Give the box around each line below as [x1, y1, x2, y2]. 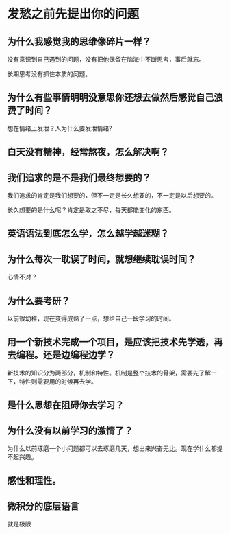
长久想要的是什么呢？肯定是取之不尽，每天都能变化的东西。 [7, 206, 175, 214]
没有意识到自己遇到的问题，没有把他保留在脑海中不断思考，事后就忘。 [7, 56, 205, 63]
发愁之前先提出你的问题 [7, 6, 140, 22]
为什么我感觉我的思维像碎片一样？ [7, 36, 151, 47]
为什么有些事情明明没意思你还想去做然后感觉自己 [7, 92, 214, 104]
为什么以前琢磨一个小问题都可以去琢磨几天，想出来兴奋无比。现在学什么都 [7, 444, 217, 453]
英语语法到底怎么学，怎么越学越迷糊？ [7, 228, 169, 240]
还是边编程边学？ [42, 349, 115, 361]
